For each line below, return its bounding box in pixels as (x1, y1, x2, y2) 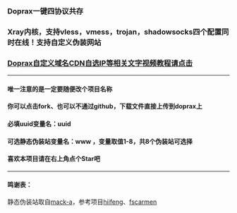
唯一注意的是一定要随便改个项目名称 (7, 85, 113, 93)
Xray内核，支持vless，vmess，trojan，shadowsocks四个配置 (7, 27, 222, 37)
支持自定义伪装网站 (36, 37, 102, 47)
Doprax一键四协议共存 (7, 6, 84, 16)
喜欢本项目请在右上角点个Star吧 (7, 154, 101, 163)
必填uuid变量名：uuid (7, 119, 72, 128)
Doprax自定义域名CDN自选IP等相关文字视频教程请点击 (7, 58, 193, 68)
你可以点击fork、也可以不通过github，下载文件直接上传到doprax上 (7, 102, 202, 111)
